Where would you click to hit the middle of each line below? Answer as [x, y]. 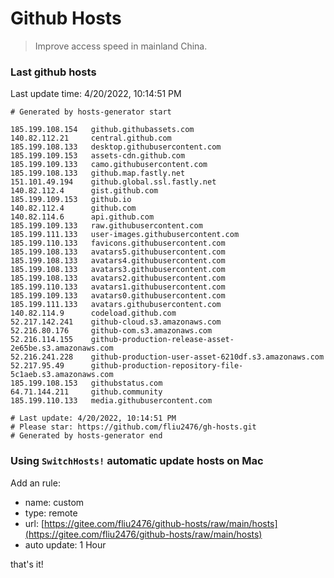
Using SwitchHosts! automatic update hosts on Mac [137, 461]
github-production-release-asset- [162, 340]
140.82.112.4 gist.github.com [84, 191]
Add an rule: [35, 483]
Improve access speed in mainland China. [121, 46]
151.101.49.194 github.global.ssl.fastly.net [113, 182]
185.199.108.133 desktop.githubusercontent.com [116, 147]
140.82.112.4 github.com [73, 208]
